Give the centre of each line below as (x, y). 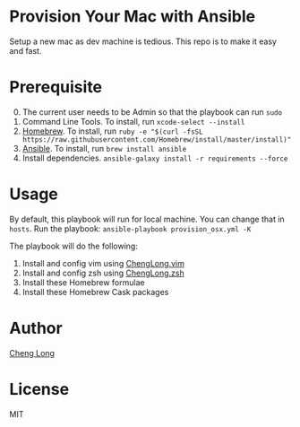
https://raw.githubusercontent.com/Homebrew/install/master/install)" (157, 139)
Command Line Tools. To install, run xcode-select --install (133, 121)
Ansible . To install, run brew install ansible (104, 148)
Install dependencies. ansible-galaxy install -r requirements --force (155, 158)
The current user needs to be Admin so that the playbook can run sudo (152, 112)
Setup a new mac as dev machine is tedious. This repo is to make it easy (143, 41)
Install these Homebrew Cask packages (95, 292)
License (39, 389)
